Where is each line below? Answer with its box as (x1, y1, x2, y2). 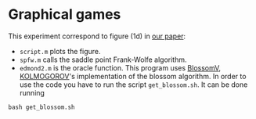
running (19, 88, 45, 97)
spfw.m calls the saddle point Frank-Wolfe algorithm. (19, 55, 187, 64)
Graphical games (8, 5, 121, 23)
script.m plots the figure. (19, 46, 101, 56)
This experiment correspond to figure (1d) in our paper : (8, 31, 186, 41)
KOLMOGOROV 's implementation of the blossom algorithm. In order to (19, 71, 247, 81)
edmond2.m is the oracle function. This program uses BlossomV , (19, 63, 222, 72)
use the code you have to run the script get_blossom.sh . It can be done (19, 80, 248, 89)
